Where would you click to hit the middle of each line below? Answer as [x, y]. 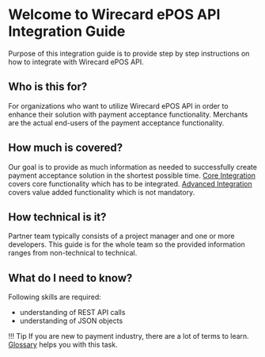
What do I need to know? [70, 278]
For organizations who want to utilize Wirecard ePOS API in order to [118, 106]
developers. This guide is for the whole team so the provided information [127, 244]
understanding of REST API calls [72, 313]
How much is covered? [66, 148]
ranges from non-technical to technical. [73, 253]
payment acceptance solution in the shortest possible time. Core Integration [132, 175]
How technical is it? [57, 217]
